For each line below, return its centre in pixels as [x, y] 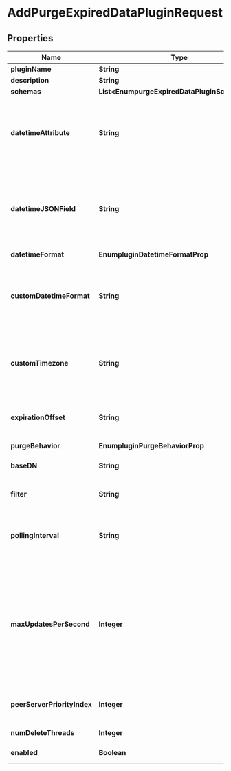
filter [19, 494]
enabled [24, 753]
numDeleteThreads [43, 733]
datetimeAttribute [40, 133]
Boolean [112, 753]
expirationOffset [38, 417]
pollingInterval [35, 535]
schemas [26, 91]
